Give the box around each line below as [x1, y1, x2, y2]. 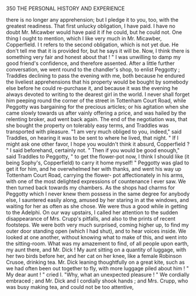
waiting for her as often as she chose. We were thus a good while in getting [6, 203, 188, 209]
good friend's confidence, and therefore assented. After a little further [6, 60, 175, 67]
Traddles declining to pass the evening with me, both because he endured [6, 73, 185, 79]
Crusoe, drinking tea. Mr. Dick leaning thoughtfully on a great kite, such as [6, 259, 185, 266]
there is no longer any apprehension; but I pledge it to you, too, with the [6, 16, 178, 23]
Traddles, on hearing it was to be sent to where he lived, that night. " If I [6, 135, 179, 141]
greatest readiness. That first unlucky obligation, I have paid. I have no [6, 23, 176, 29]
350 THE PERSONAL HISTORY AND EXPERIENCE [6, 5, 125, 12]
